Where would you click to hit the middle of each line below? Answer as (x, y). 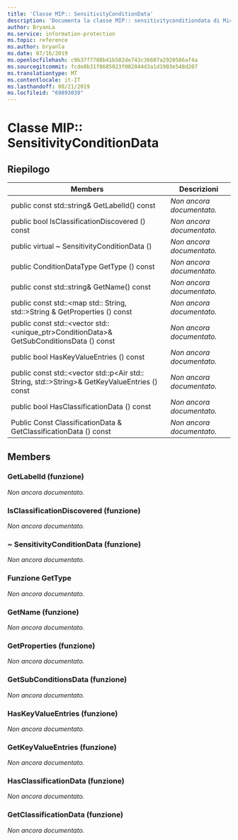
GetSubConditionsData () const (63, 341)
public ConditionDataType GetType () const (83, 267)
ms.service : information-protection (61, 34)
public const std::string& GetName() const (81, 287)
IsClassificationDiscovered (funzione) (74, 510)
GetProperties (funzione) (51, 646)
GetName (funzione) (43, 612)
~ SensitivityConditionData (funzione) (74, 544)
